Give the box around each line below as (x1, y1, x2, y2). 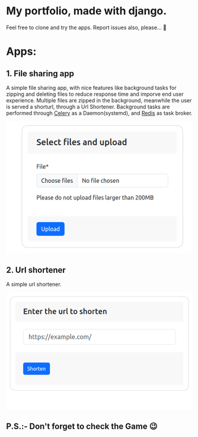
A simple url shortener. (6, 281, 62, 288)
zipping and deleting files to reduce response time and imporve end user (6, 90, 184, 98)
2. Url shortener (6, 265, 66, 275)
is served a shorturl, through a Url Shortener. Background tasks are (6, 103, 170, 110)
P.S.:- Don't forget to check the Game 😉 (6, 422, 158, 432)
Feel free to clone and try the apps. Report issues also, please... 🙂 (6, 24, 167, 31)
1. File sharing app (6, 68, 74, 79)
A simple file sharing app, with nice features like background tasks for (6, 84, 177, 91)
